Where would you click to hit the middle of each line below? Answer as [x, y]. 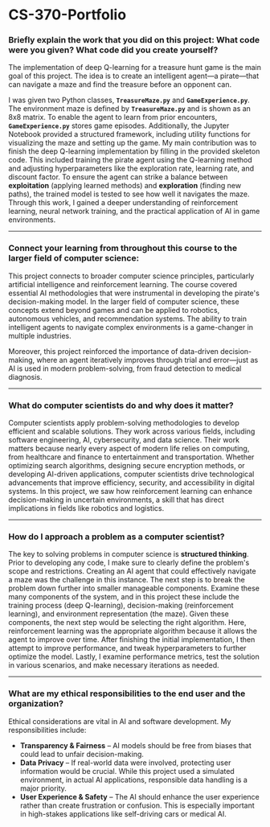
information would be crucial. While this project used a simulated [127, 771]
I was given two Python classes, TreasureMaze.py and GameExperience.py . [129, 100]
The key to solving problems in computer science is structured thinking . [129, 554]
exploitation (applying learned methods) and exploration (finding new [125, 186]
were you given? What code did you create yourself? [113, 50]
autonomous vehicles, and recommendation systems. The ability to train [128, 319]
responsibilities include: [47, 730]
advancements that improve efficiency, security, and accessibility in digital [131, 483]
